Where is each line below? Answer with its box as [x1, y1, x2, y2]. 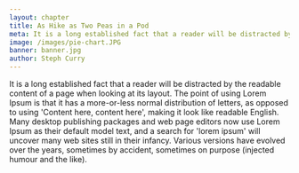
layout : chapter [9, 12, 69, 22]
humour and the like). [9, 154, 87, 164]
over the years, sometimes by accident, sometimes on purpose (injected [9, 145, 275, 155]
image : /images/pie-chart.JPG [9, 37, 122, 47]
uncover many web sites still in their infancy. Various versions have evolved [9, 135, 286, 145]
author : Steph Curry [9, 54, 86, 63]
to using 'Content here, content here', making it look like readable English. [9, 107, 279, 117]
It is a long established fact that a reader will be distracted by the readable [9, 79, 282, 89]
